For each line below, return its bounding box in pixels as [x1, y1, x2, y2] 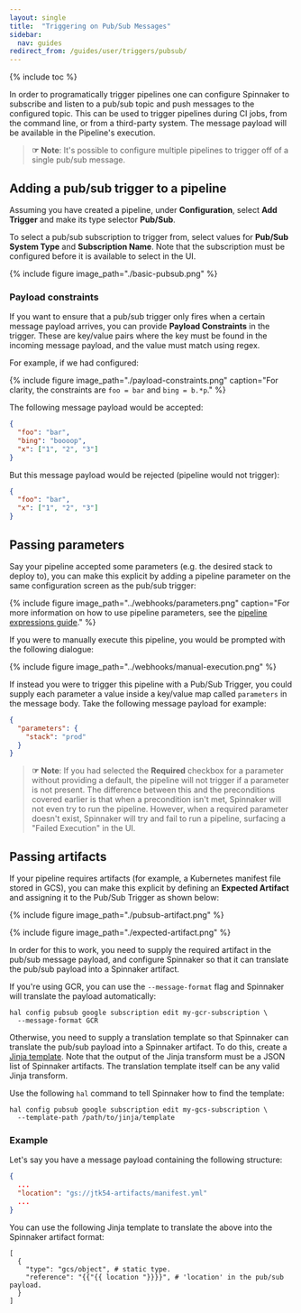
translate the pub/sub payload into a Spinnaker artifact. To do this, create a [9, 1041, 287, 1052]
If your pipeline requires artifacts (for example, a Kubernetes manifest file [9, 873, 281, 884]
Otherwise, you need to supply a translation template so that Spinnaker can [9, 1032, 289, 1043]
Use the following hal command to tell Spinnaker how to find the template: [9, 1088, 286, 1099]
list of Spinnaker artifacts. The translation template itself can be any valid [9, 1061, 280, 1072]
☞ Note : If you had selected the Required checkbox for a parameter [31, 765, 284, 776]
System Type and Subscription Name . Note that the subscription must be [9, 241, 286, 252]
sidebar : [9, 30, 42, 39]
